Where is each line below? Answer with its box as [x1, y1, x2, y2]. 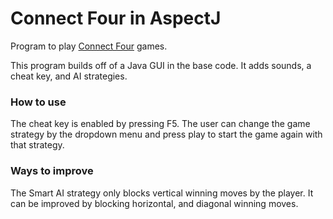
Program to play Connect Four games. [10, 40, 168, 52]
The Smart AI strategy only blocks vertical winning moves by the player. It [10, 187, 314, 199]
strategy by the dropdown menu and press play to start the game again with [10, 128, 323, 141]
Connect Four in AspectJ [10, 7, 222, 30]
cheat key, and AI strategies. [10, 70, 128, 82]
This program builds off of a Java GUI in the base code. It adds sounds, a [10, 59, 312, 71]
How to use [10, 95, 67, 109]
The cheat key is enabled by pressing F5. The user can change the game [10, 118, 311, 130]
